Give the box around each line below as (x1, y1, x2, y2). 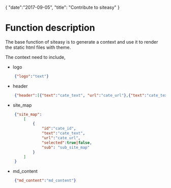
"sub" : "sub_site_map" (41, 145, 90, 150)
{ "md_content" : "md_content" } (14, 178, 76, 183)
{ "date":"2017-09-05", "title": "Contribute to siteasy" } (5, 5, 120, 10)
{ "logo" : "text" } (14, 74, 49, 79)
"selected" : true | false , (41, 140, 93, 145)
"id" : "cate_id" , (41, 126, 76, 131)
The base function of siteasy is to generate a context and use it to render (5, 39, 158, 45)
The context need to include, (5, 54, 66, 60)
